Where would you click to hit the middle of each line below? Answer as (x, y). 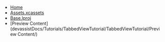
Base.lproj (20, 18)
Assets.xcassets (27, 13)
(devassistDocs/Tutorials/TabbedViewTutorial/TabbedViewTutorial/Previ (85, 29)
